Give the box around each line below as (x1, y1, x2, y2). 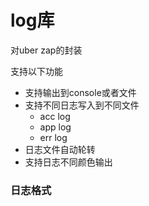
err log (39, 131, 68, 143)
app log (39, 121, 72, 133)
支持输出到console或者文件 (24, 86, 137, 98)
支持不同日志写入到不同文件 (24, 99, 140, 111)
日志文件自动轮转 (24, 143, 96, 155)
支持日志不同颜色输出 (24, 156, 113, 168)
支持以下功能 (10, 65, 63, 77)
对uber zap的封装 (10, 44, 83, 56)
